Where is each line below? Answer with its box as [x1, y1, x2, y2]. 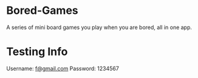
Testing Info [6, 45, 68, 59]
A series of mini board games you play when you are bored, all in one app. [6, 24, 193, 31]
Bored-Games [6, 4, 79, 18]
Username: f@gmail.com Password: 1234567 [6, 65, 120, 72]
